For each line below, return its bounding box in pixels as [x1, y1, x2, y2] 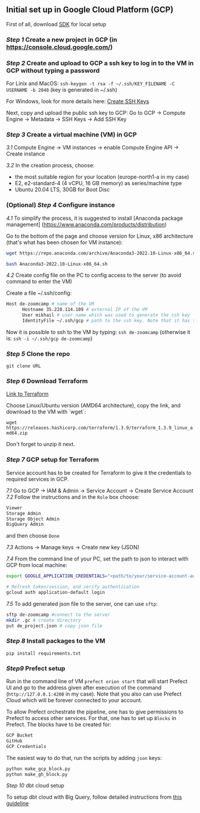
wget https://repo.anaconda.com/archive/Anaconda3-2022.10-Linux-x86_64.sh [6, 250, 198, 256]
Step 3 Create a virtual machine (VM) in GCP [6, 130, 137, 139]
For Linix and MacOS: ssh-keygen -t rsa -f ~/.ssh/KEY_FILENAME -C [6, 80, 175, 87]
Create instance [6, 150, 45, 157]
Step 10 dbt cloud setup [6, 782, 64, 789]
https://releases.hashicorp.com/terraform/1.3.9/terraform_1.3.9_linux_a [6, 425, 193, 431]
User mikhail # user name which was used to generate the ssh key [21, 312, 190, 318]
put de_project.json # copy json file [6, 622, 102, 629]
